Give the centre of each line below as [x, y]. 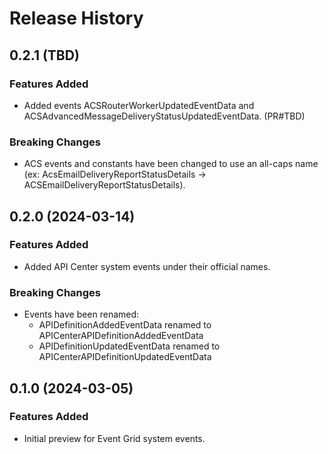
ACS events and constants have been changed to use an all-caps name [171, 164]
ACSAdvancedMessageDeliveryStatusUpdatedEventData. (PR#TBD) [164, 116]
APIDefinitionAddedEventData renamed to [125, 325]
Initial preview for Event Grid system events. [114, 438]
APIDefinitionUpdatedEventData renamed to [129, 346]
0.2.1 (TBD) [44, 55]
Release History [76, 18]
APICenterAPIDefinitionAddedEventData [121, 336]
